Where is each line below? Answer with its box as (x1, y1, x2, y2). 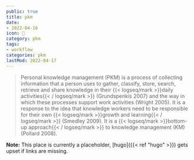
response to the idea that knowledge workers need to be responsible (20, 105, 189, 112)
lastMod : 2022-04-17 (6, 57, 57, 63)
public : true (6, 8, 38, 15)
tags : (6, 42, 19, 47)
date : (6, 19, 19, 25)
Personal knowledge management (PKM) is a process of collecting (20, 74, 183, 81)
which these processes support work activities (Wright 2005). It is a (20, 98, 186, 105)
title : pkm (6, 14, 33, 20)
